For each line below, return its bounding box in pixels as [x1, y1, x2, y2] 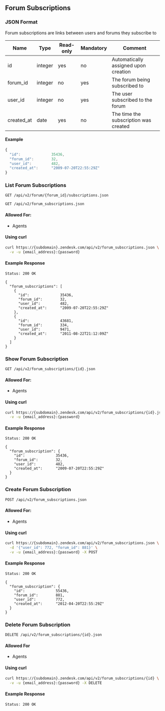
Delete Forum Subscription [5, 621, 71, 628]
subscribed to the [111, 96, 153, 103]
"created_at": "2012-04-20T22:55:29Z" [14, 601, 105, 606]
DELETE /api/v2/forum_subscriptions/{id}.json [5, 632, 102, 637]
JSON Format [5, 19, 38, 26]
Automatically [111, 56, 143, 63]
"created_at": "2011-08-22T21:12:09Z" [18, 331, 109, 336]
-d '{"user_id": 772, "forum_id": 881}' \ [9, 545, 98, 550]
